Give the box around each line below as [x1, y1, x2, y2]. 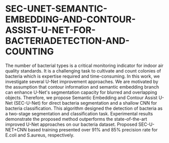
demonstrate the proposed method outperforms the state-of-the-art [5, 116, 148, 122]
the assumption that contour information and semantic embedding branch [5, 84, 159, 90]
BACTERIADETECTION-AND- [5, 35, 130, 47]
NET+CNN [5, 126, 27, 132]
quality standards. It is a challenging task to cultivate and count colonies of [5, 67, 161, 74]
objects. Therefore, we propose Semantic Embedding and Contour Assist [5, 94, 158, 101]
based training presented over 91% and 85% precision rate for [27, 126, 158, 132]
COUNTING [5, 46, 54, 57]
